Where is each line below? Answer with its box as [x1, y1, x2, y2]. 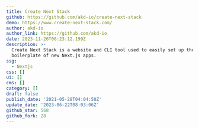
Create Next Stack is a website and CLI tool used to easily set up [11, 47, 184, 53]
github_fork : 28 [6, 113, 46, 119]
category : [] [6, 86, 38, 91]
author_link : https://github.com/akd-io [6, 31, 108, 37]
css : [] [6, 69, 25, 75]
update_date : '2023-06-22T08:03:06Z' [6, 101, 99, 108]
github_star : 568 [6, 107, 49, 113]
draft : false [6, 91, 38, 97]
